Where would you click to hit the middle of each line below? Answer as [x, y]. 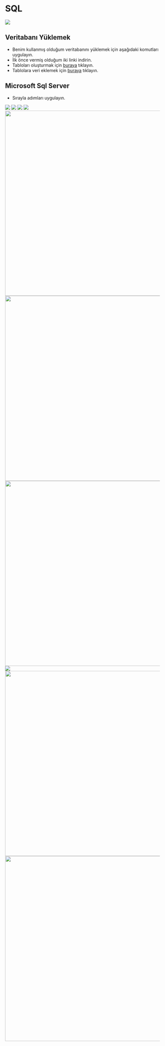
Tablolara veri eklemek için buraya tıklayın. [55, 70]
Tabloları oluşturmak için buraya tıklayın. [53, 65]
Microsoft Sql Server [37, 86]
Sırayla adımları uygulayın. [39, 98]
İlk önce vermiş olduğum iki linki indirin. [52, 60]
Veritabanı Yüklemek [38, 38]
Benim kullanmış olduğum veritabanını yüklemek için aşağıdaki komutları [85, 49]
